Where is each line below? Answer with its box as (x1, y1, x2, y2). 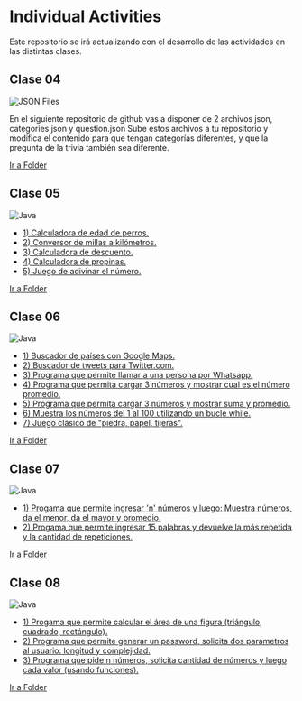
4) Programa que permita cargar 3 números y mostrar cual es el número (22, 379, 290, 390)
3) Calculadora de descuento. (22, 246, 133, 257)
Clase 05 (9, 186, 60, 201)
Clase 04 (9, 72, 61, 88)
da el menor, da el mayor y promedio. (22, 512, 161, 523)
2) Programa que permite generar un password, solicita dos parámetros (22, 636, 289, 646)
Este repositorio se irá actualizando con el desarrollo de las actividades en (9, 36, 286, 47)
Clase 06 (9, 309, 61, 324)
